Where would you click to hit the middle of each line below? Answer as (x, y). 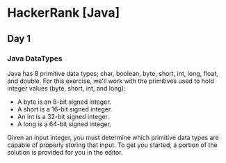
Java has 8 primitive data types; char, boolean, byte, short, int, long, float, (113, 73)
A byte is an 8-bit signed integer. (64, 102)
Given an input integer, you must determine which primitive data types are (113, 137)
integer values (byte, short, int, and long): (66, 88)
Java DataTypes (35, 59)
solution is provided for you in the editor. (65, 152)
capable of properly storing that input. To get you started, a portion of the (112, 145)
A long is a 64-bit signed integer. (64, 124)
